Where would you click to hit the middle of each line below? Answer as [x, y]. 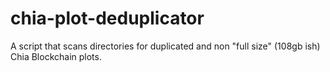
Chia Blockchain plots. [56, 56]
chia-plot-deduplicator [107, 18]
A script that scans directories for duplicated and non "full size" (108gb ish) [165, 46]
